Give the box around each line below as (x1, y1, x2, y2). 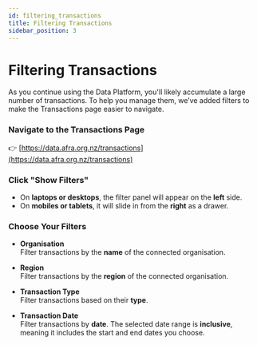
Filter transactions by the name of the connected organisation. (19, 248, 226, 257)
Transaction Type (19, 287, 80, 296)
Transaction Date (19, 311, 79, 320)
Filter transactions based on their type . (19, 295, 148, 305)
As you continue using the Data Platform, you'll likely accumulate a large (8, 87, 246, 97)
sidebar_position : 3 (8, 26, 77, 34)
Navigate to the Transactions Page (8, 125, 145, 136)
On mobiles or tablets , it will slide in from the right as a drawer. (19, 200, 229, 210)
